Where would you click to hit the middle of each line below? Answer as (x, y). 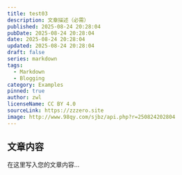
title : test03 (28, 14)
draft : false (26, 53)
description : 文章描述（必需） (48, 20)
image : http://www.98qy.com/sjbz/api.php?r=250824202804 (91, 117)
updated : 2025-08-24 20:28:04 (51, 46)
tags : (15, 65)
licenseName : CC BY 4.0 (42, 104)
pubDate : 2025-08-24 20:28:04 (51, 33)
